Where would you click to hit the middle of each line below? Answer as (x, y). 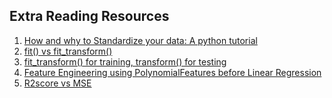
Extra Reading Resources (89, 16)
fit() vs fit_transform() (68, 51)
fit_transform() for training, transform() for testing (125, 61)
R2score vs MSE (57, 83)
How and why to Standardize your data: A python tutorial (140, 40)
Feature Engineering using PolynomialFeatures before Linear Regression (172, 72)
